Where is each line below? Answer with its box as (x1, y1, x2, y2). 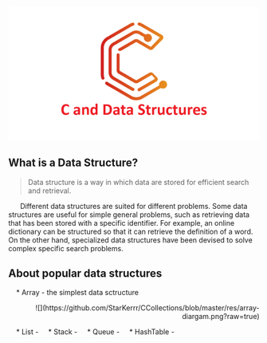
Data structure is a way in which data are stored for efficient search (27, 177, 249, 187)
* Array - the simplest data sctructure (15, 288, 139, 298)
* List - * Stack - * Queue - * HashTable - (15, 327, 175, 337)
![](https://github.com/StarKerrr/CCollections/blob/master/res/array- (35, 303, 260, 313)
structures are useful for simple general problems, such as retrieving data (8, 210, 249, 219)
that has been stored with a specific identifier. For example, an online (8, 218, 235, 227)
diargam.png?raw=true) (182, 312, 260, 321)
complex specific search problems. (8, 243, 124, 253)
